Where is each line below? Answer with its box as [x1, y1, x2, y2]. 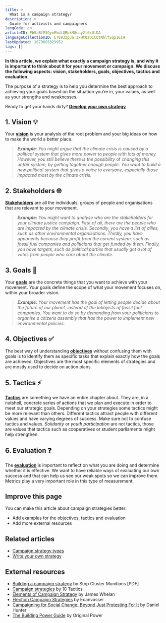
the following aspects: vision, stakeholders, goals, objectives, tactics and [5, 68, 160, 74]
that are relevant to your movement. [5, 205, 78, 211]
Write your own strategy [12, 553, 62, 559]
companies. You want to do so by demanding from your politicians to [17, 310, 159, 316]
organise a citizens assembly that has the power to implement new [17, 315, 155, 321]
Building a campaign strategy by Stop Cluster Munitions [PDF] [12, 580, 139, 586]
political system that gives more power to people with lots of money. [17, 151, 157, 157]
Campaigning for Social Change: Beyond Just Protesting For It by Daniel [12, 602, 160, 608]
